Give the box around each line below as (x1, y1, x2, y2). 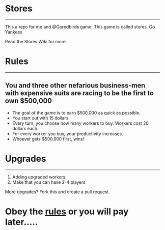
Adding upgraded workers (12, 174, 65, 180)
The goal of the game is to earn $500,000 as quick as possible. (12, 110, 141, 115)
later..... (5, 216, 38, 228)
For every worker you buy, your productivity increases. (12, 131, 124, 137)
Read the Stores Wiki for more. (5, 38, 67, 44)
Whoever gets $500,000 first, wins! (12, 136, 84, 142)
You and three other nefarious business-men (5, 82, 146, 90)
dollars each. (12, 125, 39, 131)
